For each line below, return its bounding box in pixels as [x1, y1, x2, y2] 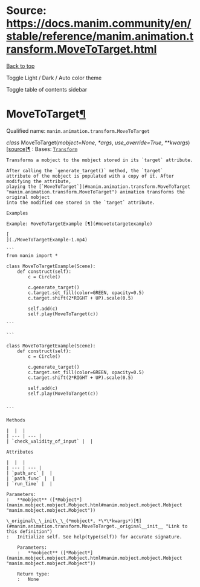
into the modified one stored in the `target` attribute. [6, 200, 155, 206]
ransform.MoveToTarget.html [6, 42, 157, 56]
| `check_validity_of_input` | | [6, 438, 94, 444]
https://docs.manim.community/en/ [6, 16, 192, 30]
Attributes [6, 449, 34, 455]
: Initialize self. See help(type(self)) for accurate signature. [6, 534, 182, 540]
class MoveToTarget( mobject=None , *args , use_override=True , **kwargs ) [6, 139, 190, 146]
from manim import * [6, 252, 59, 258]
